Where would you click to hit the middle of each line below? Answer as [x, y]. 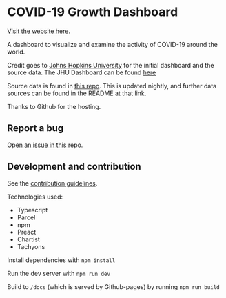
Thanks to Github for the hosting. [54, 106]
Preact [27, 232]
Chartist [28, 239]
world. [16, 52]
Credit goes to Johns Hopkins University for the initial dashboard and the [111, 65]
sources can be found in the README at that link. [77, 93]
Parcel [26, 217]
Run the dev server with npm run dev [59, 273]
